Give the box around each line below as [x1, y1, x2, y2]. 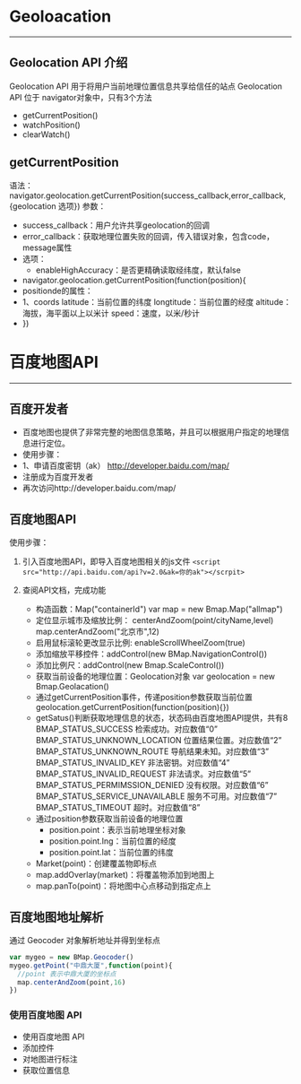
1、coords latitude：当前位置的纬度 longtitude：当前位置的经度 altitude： [21, 296, 292, 307]
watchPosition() [21, 119, 81, 130]
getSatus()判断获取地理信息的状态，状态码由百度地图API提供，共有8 [35, 713, 288, 724]
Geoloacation [9, 6, 112, 27]
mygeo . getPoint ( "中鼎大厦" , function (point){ [9, 961, 173, 970]
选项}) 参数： [57, 200, 107, 212]
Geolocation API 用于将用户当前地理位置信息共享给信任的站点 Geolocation [9, 81, 283, 91]
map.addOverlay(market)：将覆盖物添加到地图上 [35, 870, 215, 880]
